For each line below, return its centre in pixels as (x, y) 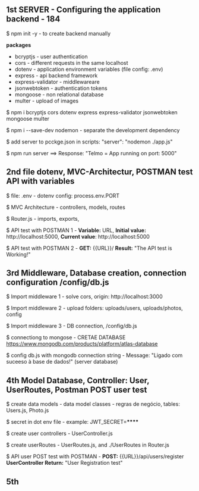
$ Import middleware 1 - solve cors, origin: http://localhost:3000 (84, 296)
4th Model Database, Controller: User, (78, 380)
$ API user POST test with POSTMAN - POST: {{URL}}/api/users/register (95, 456)
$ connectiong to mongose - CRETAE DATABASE (66, 337)
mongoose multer (28, 118)
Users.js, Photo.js (28, 411)
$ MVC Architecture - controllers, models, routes (66, 207)
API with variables (40, 181)
